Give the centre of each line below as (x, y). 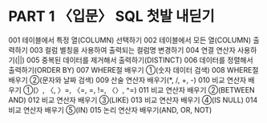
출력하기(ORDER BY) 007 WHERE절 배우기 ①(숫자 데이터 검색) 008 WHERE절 (133, 69)
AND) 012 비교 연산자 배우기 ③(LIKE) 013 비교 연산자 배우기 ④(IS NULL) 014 (133, 100)
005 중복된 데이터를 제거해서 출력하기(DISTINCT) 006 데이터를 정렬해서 (140, 60)
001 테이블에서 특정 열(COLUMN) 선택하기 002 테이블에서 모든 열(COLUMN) (130, 40)
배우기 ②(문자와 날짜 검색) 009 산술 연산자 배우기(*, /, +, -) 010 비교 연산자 (127, 80)
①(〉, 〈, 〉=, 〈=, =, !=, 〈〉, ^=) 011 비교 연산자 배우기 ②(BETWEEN (139, 89)
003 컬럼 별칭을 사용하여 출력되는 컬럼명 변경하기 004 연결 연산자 (133, 50)
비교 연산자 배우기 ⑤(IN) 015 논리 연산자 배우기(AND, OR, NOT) (110, 109)
